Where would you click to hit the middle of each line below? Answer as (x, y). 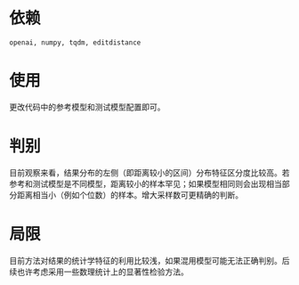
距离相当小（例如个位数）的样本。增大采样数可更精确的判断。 (129, 195)
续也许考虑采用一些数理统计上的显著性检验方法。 (99, 272)
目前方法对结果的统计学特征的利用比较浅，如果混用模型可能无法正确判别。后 (149, 260)
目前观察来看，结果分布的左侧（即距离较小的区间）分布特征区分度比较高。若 (149, 172)
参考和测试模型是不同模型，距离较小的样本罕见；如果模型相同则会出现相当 (145, 183)
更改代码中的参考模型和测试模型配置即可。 (87, 107)
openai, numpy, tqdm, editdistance (75, 42)
